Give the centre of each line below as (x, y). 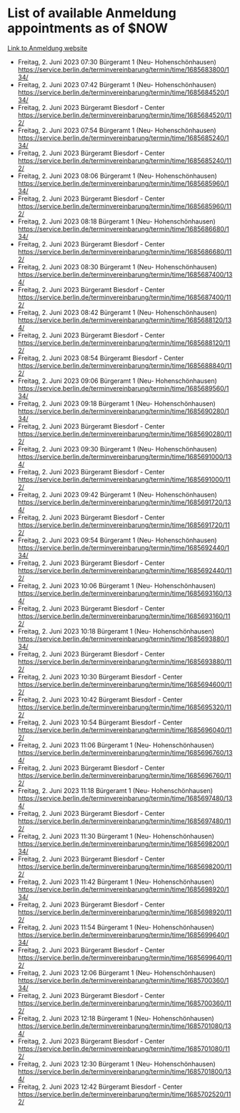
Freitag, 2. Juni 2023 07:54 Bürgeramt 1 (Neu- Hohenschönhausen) (117, 130)
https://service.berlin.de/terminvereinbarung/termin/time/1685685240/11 (125, 160)
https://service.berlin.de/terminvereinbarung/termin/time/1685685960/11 (125, 206)
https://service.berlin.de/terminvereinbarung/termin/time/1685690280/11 (125, 434)
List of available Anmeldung (92, 13)
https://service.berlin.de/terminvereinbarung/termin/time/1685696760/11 (124, 775)
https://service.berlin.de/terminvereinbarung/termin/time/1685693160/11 (124, 616)
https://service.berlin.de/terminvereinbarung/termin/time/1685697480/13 (125, 798)
